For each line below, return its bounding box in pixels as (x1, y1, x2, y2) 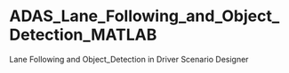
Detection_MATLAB (9, 25, 157, 45)
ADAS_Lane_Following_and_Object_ (9, 6, 280, 26)
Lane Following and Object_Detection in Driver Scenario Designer (9, 54, 249, 64)
